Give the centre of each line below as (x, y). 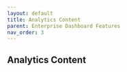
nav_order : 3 (26, 32)
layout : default (30, 13)
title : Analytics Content (44, 20)
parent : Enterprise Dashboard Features (64, 26)
